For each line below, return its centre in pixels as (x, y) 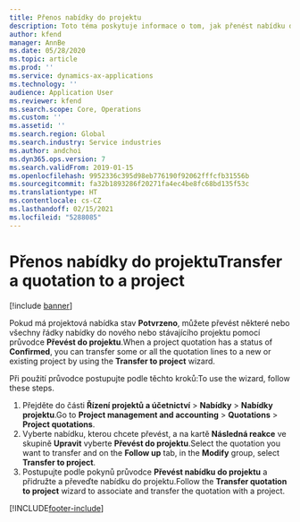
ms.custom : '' (36, 117)
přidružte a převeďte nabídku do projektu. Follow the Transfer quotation (154, 481)
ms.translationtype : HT (54, 193)
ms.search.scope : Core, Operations (75, 109)
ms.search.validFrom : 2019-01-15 (71, 167)
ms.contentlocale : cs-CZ (55, 201)
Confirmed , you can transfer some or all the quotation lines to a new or (140, 351)
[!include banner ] (41, 305)
